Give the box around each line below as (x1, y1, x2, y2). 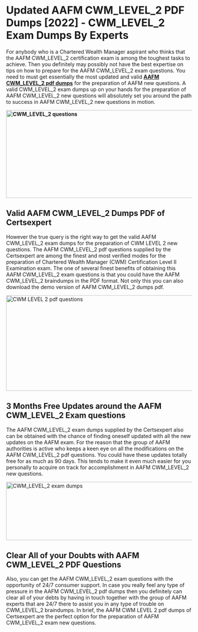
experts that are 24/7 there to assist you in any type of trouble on (6, 600, 164, 608)
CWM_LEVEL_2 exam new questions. (6, 619, 97, 626)
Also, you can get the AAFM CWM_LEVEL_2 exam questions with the (6, 575, 174, 582)
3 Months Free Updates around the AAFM (6, 401, 162, 411)
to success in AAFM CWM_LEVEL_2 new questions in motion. (6, 98, 156, 105)
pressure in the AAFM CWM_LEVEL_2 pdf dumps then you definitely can (6, 588, 183, 595)
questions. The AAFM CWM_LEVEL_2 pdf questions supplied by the (6, 245, 171, 253)
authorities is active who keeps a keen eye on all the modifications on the (6, 445, 184, 452)
